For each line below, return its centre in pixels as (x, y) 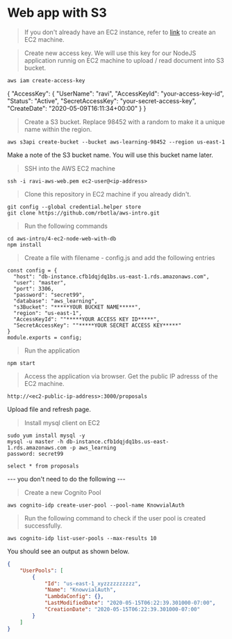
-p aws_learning (93, 447)
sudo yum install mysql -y (46, 436)
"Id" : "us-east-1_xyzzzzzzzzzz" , (92, 583)
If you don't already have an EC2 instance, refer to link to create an (120, 32)
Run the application (52, 351)
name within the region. (58, 129)
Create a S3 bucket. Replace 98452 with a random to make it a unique (125, 122)
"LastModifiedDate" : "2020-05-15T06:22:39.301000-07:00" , (130, 603)
